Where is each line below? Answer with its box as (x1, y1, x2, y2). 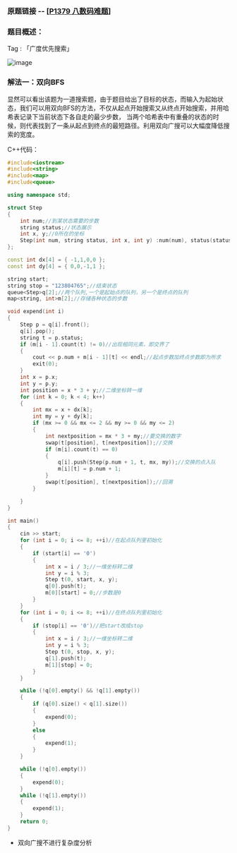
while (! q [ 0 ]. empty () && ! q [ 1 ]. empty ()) (20, 687, 140, 694)
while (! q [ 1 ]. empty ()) (20, 792, 87, 799)
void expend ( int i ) (7, 308, 65, 315)
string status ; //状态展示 (20, 224, 92, 231)
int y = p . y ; (20, 380, 59, 387)
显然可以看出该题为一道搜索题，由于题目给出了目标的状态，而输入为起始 (7, 95, 217, 103)
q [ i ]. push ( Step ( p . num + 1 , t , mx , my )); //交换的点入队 (57, 459, 217, 466)
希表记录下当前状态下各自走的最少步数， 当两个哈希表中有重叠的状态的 (7, 112, 213, 121)
